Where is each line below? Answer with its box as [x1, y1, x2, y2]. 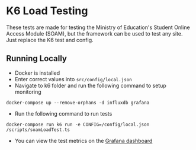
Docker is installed [14, 69, 60, 76]
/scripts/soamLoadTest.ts [6, 126, 70, 133]
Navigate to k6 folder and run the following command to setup [14, 82, 167, 89]
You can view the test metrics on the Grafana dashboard [14, 137, 153, 144]
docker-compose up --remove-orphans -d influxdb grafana [6, 100, 150, 106]
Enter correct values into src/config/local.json [14, 75, 132, 82]
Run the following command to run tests [14, 110, 113, 117]
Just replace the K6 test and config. [6, 36, 94, 43]
